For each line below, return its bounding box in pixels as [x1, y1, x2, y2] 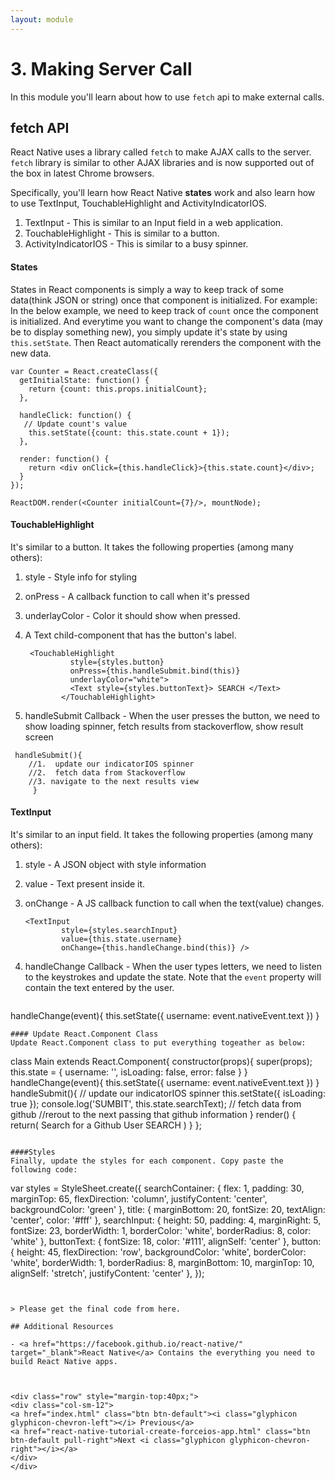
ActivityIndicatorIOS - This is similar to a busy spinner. [24, 238, 249, 250]
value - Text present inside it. [24, 877, 146, 890]
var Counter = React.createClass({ [10, 366, 159, 376]
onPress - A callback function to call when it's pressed [24, 590, 250, 602]
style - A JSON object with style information [24, 858, 207, 870]
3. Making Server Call [10, 57, 193, 80]
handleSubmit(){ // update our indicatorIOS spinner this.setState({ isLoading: [10, 1087, 326, 1099]
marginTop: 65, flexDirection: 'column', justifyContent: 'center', [10, 1192, 268, 1205]
